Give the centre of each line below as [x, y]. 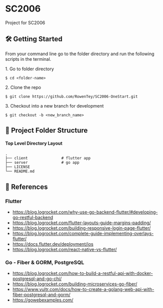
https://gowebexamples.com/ [43, 300]
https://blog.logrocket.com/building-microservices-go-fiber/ [75, 284]
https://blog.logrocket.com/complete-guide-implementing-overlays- [83, 234]
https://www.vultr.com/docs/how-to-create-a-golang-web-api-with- [83, 289]
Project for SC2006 [25, 23]
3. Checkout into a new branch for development [54, 106]
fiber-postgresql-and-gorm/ [41, 295]
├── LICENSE [18, 167]
